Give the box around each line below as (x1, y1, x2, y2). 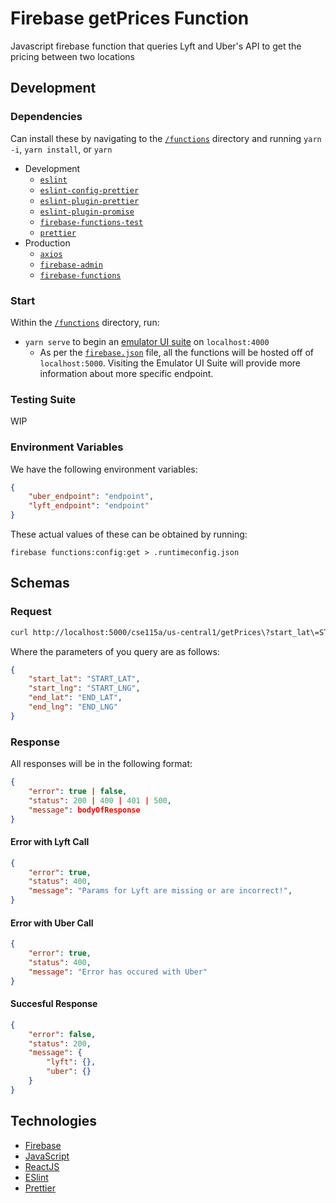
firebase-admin (39, 260, 103, 270)
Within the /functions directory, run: (10, 316, 160, 328)
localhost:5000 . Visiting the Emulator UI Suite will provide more (39, 357, 302, 369)
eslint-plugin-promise (39, 207, 135, 217)
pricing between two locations (10, 50, 135, 62)
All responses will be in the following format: (10, 758, 193, 770)
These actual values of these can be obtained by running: (10, 528, 248, 541)
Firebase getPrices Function (10, 7, 250, 30)
